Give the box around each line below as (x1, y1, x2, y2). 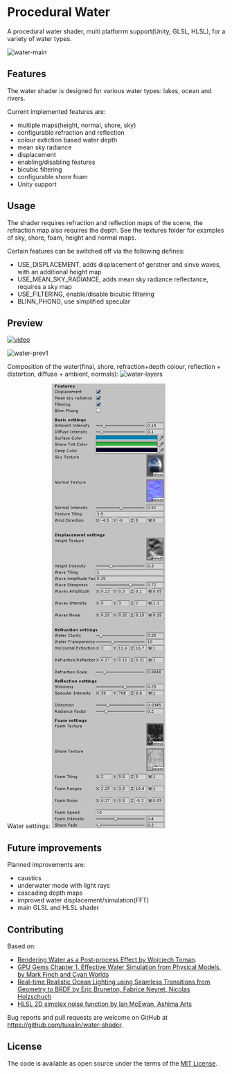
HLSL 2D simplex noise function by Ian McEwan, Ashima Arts (17, 1000, 193, 1008)
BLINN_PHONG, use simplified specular (17, 297, 130, 306)
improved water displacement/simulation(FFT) (17, 896, 150, 904)
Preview (7, 317, 44, 329)
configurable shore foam (17, 172, 88, 181)
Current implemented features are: (7, 107, 106, 115)
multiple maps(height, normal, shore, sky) (17, 121, 136, 129)
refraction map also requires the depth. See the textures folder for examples (7, 226, 224, 234)
